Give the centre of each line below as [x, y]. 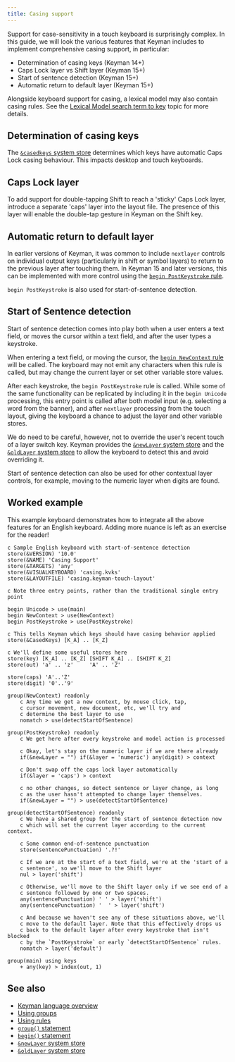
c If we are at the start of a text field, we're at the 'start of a [124, 862]
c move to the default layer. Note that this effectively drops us [121, 924]
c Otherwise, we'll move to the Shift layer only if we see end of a [124, 887]
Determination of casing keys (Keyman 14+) [81, 62]
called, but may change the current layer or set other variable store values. [115, 372]
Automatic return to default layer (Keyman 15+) [85, 85]
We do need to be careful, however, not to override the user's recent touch [116, 437]
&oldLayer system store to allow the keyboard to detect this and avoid [108, 452]
